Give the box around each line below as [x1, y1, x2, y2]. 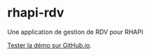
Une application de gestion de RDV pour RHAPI [7, 28, 144, 36]
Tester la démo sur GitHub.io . [7, 41, 93, 49]
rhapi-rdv [7, 5, 64, 21]
